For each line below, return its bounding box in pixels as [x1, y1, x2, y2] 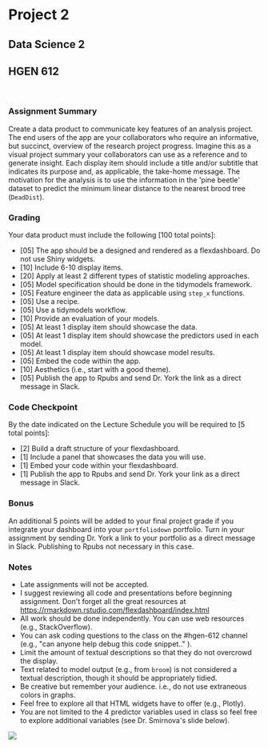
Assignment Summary [8, 106, 98, 117]
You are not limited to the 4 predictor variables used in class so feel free [19, 706, 258, 717]
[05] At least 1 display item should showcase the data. [19, 322, 198, 331]
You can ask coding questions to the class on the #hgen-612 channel [19, 630, 248, 640]
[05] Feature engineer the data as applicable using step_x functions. [19, 288, 246, 298]
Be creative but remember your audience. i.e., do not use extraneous [19, 682, 247, 691]
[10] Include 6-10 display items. [19, 262, 123, 272]
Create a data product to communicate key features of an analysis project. [8, 124, 254, 134]
